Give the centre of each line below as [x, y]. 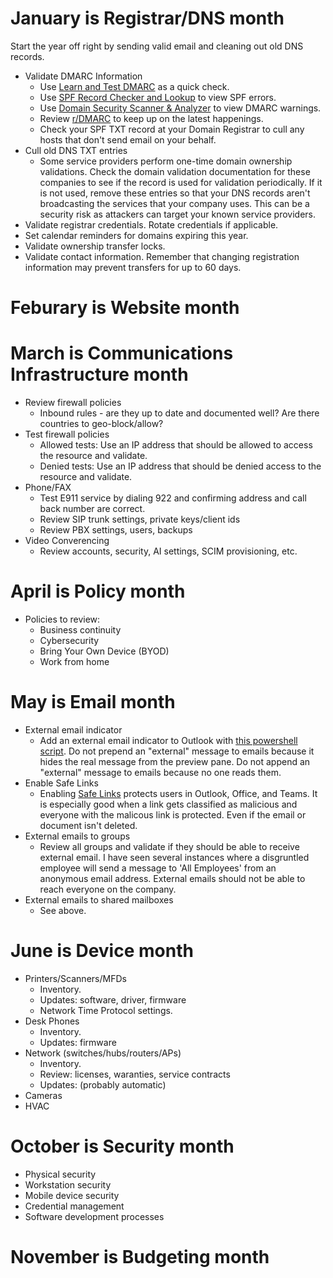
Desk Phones [52, 1021]
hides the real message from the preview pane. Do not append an [175, 761]
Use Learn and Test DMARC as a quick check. [134, 86]
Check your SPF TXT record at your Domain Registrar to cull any [172, 129]
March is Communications [122, 353]
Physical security [60, 1174]
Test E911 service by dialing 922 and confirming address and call [173, 498]
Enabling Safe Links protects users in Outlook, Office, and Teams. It [178, 793]
